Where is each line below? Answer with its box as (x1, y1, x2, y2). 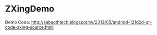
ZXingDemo (5, 3, 54, 14)
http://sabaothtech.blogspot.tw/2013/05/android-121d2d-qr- (31, 19, 152, 25)
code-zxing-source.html (5, 24, 54, 30)
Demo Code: (5, 19, 31, 25)
